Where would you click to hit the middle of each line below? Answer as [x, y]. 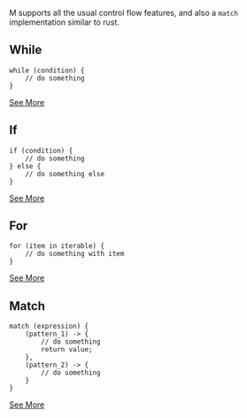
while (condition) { [47, 70]
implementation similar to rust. [64, 22]
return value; [67, 350]
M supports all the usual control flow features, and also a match [124, 13]
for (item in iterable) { [57, 246]
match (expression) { [49, 327]
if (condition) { [41, 151]
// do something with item [75, 254]
